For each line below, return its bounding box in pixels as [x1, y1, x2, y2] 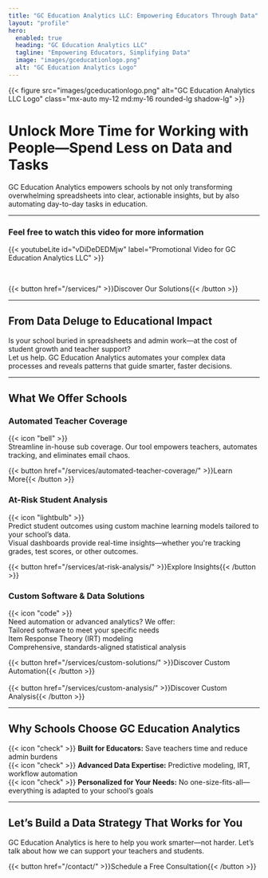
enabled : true [15, 33, 62, 42]
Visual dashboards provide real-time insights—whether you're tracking [8, 537, 241, 547]
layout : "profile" [8, 19, 69, 27]
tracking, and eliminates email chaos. [8, 451, 130, 460]
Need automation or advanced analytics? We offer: [8, 617, 175, 627]
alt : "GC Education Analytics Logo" [15, 64, 137, 72]
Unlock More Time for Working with [8, 121, 249, 140]
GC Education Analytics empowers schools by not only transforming [8, 182, 233, 191]
